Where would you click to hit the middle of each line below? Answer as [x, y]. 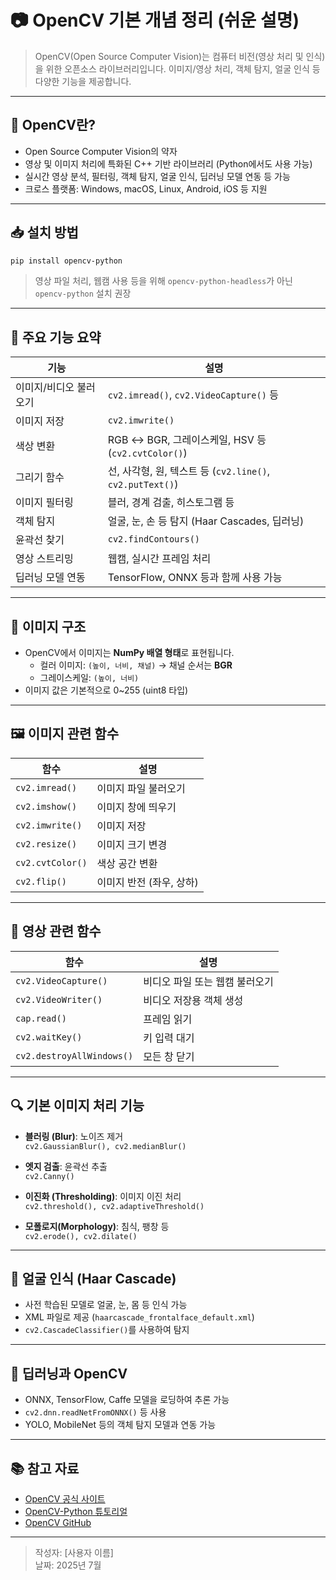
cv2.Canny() [49, 1176]
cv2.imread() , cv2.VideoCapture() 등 [193, 395]
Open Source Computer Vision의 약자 [101, 151]
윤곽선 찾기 [40, 540]
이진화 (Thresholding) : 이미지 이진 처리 [103, 1196]
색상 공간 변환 [127, 863]
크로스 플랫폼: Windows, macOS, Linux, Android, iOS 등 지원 [146, 188]
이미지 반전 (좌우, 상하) [147, 882]
